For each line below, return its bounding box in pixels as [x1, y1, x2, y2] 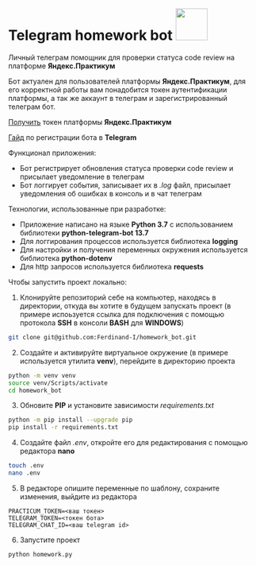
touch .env [8, 462, 44, 470]
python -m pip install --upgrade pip [8, 416, 133, 424]
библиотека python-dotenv [19, 253, 113, 262]
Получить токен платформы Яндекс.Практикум [8, 117, 172, 126]
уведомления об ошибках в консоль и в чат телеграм [19, 188, 202, 198]
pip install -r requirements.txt [8, 424, 119, 432]
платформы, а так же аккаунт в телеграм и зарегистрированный [8, 93, 228, 103]
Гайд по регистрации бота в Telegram [8, 132, 137, 142]
